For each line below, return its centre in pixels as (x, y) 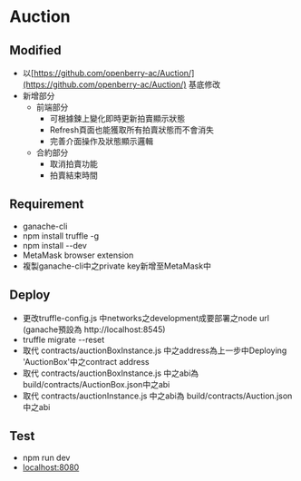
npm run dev (46, 458)
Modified (35, 50)
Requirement (47, 205)
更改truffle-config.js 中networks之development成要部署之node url (146, 318)
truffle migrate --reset (63, 339)
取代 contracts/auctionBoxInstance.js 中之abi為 (111, 373)
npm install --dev (55, 245)
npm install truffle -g (61, 236)
